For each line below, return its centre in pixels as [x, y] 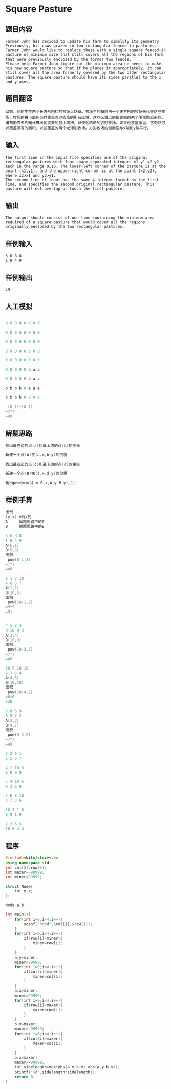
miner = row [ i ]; [48, 943]
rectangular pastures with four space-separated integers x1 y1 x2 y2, [83, 162]
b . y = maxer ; [26, 1024]
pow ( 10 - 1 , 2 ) [20, 602]
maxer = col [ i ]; [48, 1043]
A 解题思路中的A [25, 522]
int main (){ [18, 914]
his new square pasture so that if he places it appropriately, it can [83, 68]
